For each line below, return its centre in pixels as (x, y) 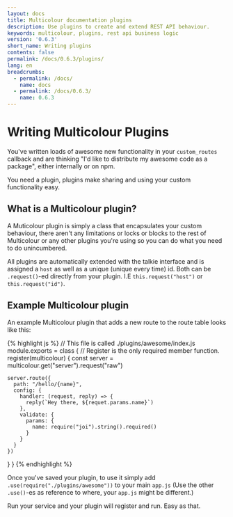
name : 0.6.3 (37, 98)
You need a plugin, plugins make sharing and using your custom (99, 180)
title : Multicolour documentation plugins (70, 20)
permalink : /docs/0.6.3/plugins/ (56, 59)
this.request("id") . (36, 283)
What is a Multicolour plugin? (72, 209)
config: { (27, 390)
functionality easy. (34, 187)
